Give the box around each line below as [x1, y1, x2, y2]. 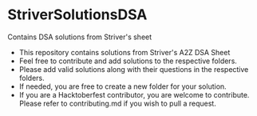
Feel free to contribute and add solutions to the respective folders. [18, 56, 237, 66]
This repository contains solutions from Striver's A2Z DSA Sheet [18, 47, 231, 57]
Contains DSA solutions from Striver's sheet [7, 32, 152, 42]
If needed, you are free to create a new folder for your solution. [18, 82, 227, 91]
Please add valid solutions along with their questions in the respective [18, 64, 249, 74]
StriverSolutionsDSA [7, 6, 148, 24]
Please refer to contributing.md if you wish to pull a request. [18, 98, 216, 108]
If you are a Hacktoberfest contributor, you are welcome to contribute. [18, 90, 250, 99]
